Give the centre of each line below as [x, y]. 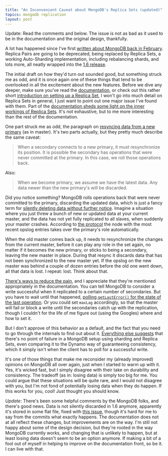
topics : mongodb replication [36, 15]
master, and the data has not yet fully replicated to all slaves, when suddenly [84, 219]
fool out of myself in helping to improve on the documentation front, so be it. [84, 444]
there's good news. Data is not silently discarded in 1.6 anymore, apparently [83, 406]
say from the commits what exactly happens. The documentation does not [82, 417]
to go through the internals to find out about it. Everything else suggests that [84, 333]
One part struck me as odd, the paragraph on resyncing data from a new [80, 127]
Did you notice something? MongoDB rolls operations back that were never [83, 198]
